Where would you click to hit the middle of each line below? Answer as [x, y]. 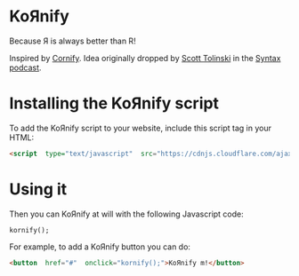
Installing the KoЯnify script [114, 103]
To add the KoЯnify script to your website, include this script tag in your [140, 128]
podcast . [25, 67]
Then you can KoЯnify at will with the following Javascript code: [127, 214]
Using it [38, 189]
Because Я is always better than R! [73, 41]
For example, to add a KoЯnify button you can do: [100, 247]
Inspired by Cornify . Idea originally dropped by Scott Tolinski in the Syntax [145, 58]
